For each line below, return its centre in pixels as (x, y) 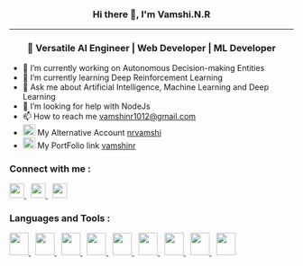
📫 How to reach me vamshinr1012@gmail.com (109, 116)
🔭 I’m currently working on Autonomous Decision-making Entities (143, 67)
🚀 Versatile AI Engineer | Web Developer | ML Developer (151, 49)
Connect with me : (50, 168)
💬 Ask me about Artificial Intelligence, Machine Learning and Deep (146, 87)
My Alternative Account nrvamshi (100, 132)
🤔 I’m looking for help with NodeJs (86, 106)
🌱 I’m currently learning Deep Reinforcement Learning (123, 77)
